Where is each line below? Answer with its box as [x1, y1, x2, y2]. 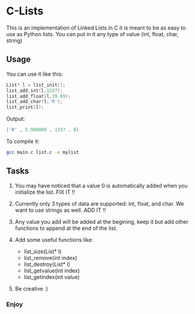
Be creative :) [14, 285, 49, 292]
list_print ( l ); [6, 104, 44, 111]
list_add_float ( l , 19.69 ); [6, 93, 71, 99]
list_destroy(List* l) [23, 260, 71, 268]
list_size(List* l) [23, 248, 62, 255]
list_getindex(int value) [23, 273, 80, 280]
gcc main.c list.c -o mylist [6, 149, 79, 155]
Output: [6, 115, 25, 123]
